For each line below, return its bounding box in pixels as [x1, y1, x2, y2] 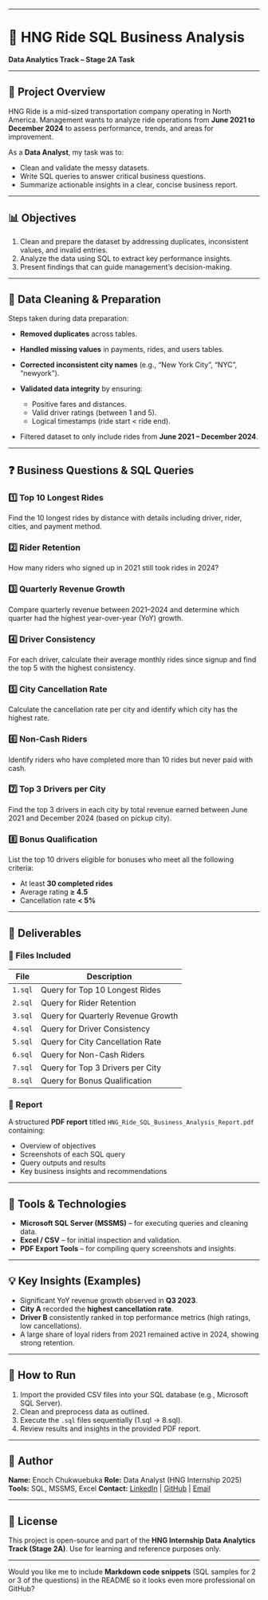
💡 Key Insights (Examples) [8, 1274, 142, 1288]
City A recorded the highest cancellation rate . [19, 1304, 174, 1314]
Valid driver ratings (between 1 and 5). [31, 408, 157, 417]
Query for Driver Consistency [40, 1023, 150, 1034]
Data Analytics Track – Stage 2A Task [8, 54, 136, 64]
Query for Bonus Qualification [40, 1075, 152, 1086]
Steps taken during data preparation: [8, 314, 129, 323]
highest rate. [8, 713, 50, 723]
